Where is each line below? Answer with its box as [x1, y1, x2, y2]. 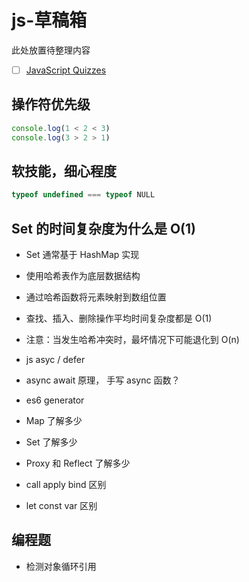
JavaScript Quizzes [25, 64, 107, 76]
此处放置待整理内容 [11, 44, 91, 56]
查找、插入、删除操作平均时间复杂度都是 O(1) [25, 312, 213, 325]
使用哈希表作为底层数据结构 [25, 270, 141, 282]
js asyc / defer [25, 354, 86, 366]
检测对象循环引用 [25, 560, 97, 572]
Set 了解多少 [25, 436, 78, 448]
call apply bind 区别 [25, 479, 107, 491]
